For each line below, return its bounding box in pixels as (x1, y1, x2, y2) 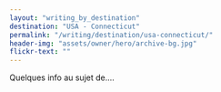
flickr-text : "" (9, 47, 71, 56)
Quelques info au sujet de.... (9, 72, 116, 83)
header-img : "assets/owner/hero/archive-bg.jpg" (9, 38, 197, 48)
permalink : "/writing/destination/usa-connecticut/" (9, 30, 214, 39)
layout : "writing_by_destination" (9, 13, 141, 23)
